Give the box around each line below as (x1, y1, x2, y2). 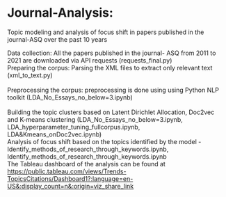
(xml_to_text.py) (7, 71, 54, 79)
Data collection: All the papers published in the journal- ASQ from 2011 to (7, 49, 216, 57)
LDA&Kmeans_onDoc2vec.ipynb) (7, 130, 102, 139)
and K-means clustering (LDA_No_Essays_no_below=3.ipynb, (7, 115, 183, 123)
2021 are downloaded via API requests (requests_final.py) (7, 56, 172, 64)
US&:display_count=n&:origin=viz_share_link (7, 182, 134, 190)
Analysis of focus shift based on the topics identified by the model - (7, 137, 202, 145)
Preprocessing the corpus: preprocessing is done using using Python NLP (7, 86, 219, 94)
